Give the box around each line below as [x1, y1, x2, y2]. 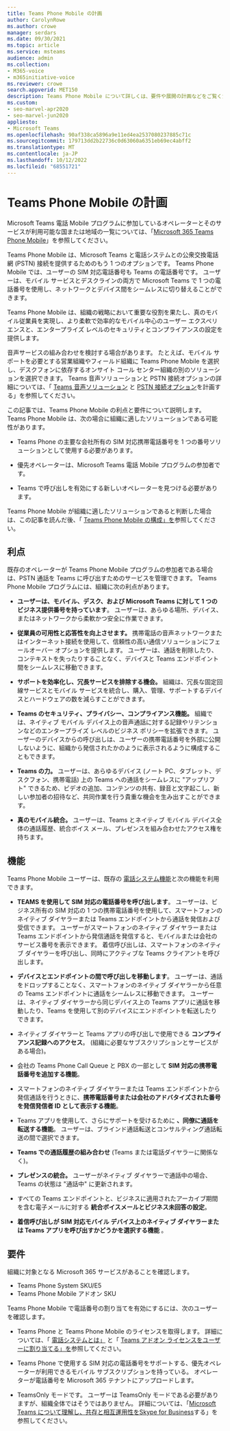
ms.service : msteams [7, 49, 66, 56]
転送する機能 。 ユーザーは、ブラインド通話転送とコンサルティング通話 [16, 1125, 217, 1133]
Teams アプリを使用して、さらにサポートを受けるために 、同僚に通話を [16, 1116, 219, 1125]
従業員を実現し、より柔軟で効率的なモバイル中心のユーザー [18, 316, 187, 324]
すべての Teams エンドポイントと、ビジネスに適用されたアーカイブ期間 [16, 1194, 218, 1203]
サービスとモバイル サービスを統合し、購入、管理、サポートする [23, 687, 205, 695]
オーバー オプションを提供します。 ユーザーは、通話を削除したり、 [29, 646, 218, 654]
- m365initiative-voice [7, 73, 75, 81]
